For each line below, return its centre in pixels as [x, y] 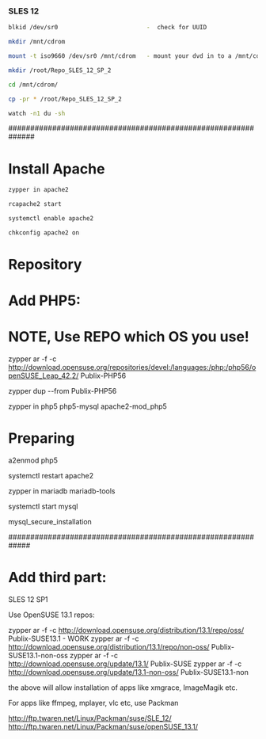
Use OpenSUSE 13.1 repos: [51, 615]
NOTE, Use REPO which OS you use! [129, 337]
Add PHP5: [45, 301]
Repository [45, 265]
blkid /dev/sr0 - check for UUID [108, 28]
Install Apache [57, 169]
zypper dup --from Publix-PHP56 [63, 391]
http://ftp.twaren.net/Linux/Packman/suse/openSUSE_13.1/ [103, 727]
